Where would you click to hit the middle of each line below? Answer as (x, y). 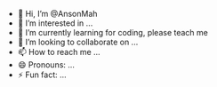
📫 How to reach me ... (59, 52)
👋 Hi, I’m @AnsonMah (57, 14)
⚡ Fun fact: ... (42, 75)
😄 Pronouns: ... (46, 65)
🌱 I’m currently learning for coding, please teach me (113, 32)
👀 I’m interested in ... (55, 23)
